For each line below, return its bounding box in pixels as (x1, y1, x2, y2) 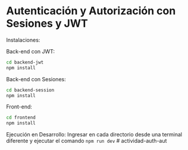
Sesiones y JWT (6, 17, 88, 30)
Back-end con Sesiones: (6, 75, 67, 82)
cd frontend (6, 114, 36, 121)
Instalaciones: (6, 36, 40, 43)
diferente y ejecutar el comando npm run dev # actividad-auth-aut (6, 138, 167, 145)
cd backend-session (6, 87, 55, 93)
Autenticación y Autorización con (6, 4, 176, 18)
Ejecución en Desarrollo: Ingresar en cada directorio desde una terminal (6, 131, 183, 138)
